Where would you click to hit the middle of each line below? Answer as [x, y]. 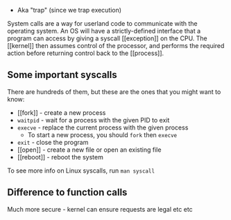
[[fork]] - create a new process [61, 112]
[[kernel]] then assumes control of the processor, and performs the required [116, 46]
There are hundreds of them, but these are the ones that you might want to [114, 92]
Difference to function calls [67, 192]
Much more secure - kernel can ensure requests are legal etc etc [100, 209]
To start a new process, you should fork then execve [102, 134]
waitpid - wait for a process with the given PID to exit [93, 120]
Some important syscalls [62, 75]
